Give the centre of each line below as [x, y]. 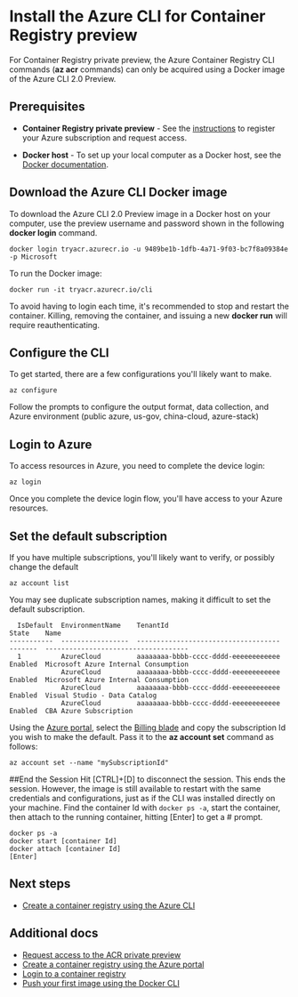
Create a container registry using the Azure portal [113, 964]
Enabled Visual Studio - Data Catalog [83, 695]
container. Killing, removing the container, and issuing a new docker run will [148, 315]
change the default [44, 567]
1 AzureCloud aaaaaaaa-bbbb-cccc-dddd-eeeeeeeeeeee [149, 656]
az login [25, 482]
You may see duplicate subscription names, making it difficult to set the [140, 599]
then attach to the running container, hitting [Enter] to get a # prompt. [136, 817]
